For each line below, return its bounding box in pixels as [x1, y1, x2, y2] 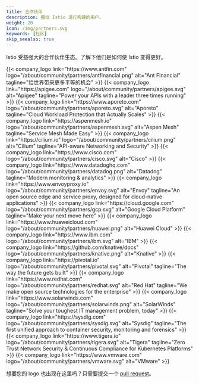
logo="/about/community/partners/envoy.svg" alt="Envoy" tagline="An [6, 187, 180, 194]
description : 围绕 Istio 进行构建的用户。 [6, 14, 104, 20]
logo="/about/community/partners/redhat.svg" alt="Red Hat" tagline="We [6, 282, 188, 289]
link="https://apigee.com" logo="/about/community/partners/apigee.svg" [6, 86, 186, 92]
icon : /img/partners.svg [6, 25, 68, 32]
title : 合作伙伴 [6, 8, 43, 15]
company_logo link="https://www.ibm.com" [6, 231, 113, 238]
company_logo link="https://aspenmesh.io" [6, 117, 112, 124]
